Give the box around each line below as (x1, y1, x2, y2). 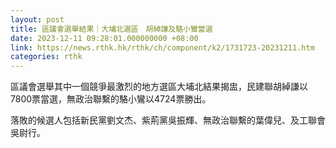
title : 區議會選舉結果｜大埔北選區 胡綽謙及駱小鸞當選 (10, 24, 213, 34)
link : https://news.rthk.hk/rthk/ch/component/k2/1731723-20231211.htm (10, 42, 315, 53)
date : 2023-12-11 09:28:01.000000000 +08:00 (10, 33, 199, 43)
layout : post (10, 14, 65, 25)
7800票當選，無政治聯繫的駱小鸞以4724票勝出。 (10, 93, 212, 105)
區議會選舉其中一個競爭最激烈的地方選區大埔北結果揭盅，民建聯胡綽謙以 (10, 81, 308, 93)
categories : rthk (10, 52, 83, 62)
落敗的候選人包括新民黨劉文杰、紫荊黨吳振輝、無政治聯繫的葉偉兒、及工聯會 (10, 114, 326, 126)
